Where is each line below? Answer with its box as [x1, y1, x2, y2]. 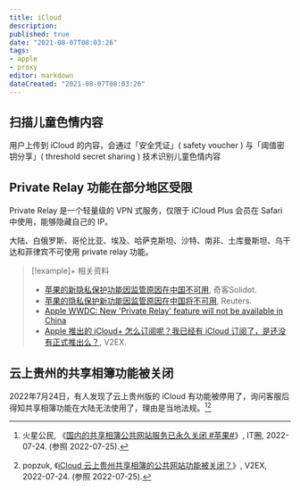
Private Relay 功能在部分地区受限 [9, 179, 193, 195]
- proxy [9, 63, 38, 72]
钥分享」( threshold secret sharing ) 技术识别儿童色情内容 [9, 151, 221, 162]
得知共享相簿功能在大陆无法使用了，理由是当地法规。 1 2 [9, 401, 212, 413]
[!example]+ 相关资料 [30, 265, 110, 277]
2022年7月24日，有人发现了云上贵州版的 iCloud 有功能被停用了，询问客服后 [9, 391, 290, 402]
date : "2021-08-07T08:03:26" [9, 37, 118, 47]
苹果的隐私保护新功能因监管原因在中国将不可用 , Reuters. [44, 295, 253, 306]
